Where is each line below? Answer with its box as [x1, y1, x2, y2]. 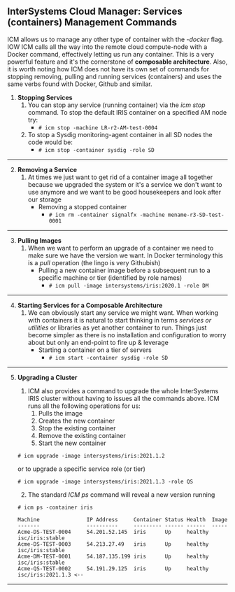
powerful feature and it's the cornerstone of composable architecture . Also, [7, 57, 228, 66]
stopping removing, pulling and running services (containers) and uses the [7, 72, 222, 80]
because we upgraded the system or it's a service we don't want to [27, 180, 222, 188]
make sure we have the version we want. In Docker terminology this [27, 251, 224, 260]
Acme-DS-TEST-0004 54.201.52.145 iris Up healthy [17, 528, 209, 535]
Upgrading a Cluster [17, 373, 78, 381]
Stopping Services [17, 93, 73, 101]
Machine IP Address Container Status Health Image [17, 516, 228, 523]
